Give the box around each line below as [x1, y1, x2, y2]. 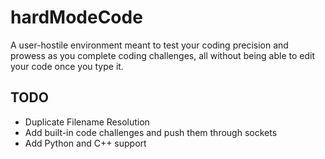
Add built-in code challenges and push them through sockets [24, 126, 278, 138]
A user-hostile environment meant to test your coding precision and [10, 39, 289, 51]
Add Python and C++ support [24, 137, 147, 149]
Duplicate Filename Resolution [24, 116, 150, 128]
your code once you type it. [10, 60, 124, 72]
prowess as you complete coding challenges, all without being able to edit [10, 49, 315, 61]
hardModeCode [10, 6, 143, 29]
